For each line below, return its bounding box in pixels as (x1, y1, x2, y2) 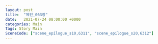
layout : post (5, 7, 33, 13)
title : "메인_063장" (5, 12, 48, 17)
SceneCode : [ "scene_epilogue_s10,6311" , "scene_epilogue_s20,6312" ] (5, 31, 154, 36)
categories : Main (5, 21, 42, 27)
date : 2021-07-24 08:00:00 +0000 (5, 17, 81, 22)
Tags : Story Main (5, 26, 42, 31)
